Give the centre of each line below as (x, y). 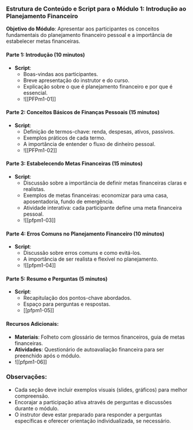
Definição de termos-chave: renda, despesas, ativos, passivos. (99, 131)
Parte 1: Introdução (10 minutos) (46, 54)
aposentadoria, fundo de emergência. (69, 202)
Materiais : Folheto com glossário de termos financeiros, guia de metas (100, 337)
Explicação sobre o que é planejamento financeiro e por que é (98, 86)
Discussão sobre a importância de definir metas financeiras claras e (105, 183)
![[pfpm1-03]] (39, 220)
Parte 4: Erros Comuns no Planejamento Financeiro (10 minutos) (85, 234)
